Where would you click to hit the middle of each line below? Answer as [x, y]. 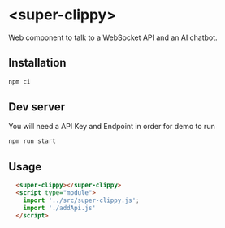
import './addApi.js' [59, 208]
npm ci [19, 82]
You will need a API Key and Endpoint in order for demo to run [112, 127]
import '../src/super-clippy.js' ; [81, 200]
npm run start [32, 141]
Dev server [37, 107]
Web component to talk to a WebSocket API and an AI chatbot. [113, 37]
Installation [37, 63]
